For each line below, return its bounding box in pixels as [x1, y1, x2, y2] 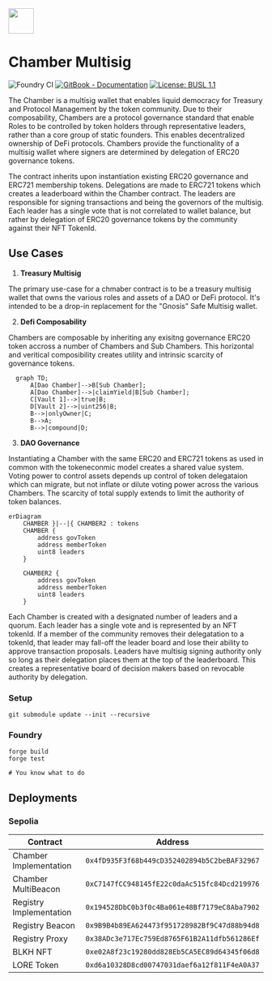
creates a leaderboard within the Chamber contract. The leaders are [8, 188, 236, 198]
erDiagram [8, 512, 42, 520]
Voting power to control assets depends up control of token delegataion [8, 470, 249, 481]
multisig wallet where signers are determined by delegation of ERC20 [8, 147, 240, 156]
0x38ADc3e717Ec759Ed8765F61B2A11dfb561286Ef [85, 934, 260, 944]
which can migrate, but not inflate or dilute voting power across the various [8, 479, 259, 489]
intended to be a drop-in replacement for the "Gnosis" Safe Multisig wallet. [8, 301, 258, 311]
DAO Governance [19, 438, 80, 448]
